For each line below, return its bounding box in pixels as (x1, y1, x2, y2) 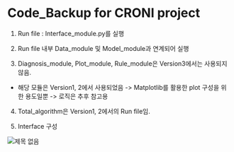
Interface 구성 (17, 122, 58, 130)
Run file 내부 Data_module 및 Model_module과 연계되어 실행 (17, 44, 189, 52)
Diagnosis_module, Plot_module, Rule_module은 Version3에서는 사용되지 (17, 59, 228, 68)
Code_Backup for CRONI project (7, 5, 201, 21)
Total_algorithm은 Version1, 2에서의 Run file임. (17, 107, 150, 115)
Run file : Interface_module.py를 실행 (17, 29, 125, 37)
